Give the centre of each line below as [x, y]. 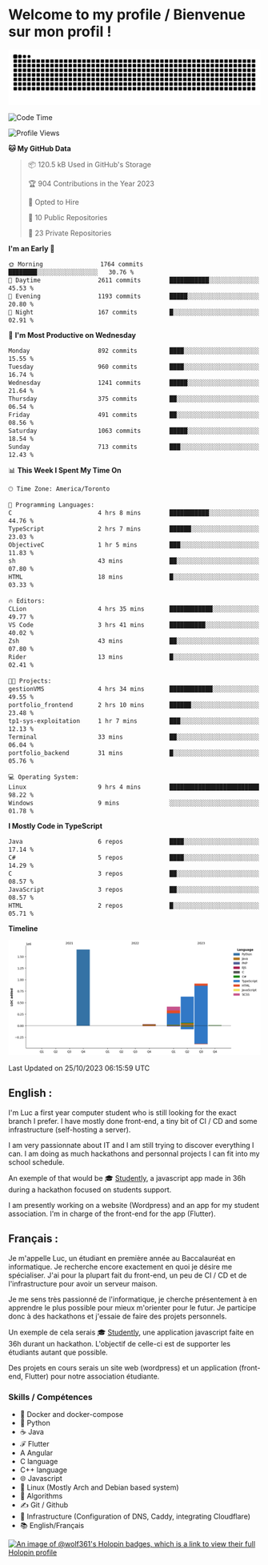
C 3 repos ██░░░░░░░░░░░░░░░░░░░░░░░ [134, 873]
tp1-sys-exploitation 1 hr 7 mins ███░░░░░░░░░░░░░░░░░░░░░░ [134, 721]
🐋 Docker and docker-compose [72, 1414]
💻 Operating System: [44, 777]
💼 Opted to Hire [54, 202]
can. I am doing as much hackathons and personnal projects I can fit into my [134, 1154]
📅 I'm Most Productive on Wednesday [72, 335]
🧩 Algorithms [41, 1495]
